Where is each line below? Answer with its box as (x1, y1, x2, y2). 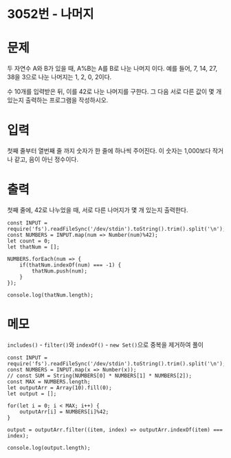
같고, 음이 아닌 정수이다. (14, 155, 79, 163)
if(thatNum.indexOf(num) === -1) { (19, 262, 122, 268)
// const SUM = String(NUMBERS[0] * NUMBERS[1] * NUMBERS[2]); (7, 372, 192, 379)
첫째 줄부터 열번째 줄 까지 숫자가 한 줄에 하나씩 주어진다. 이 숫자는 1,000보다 (7, 147, 211, 155)
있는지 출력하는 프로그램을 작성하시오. (7, 96, 109, 104)
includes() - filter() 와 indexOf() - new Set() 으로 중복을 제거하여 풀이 (7, 341, 204, 349)
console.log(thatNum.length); (7, 292, 94, 299)
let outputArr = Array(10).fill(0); (7, 384, 112, 391)
